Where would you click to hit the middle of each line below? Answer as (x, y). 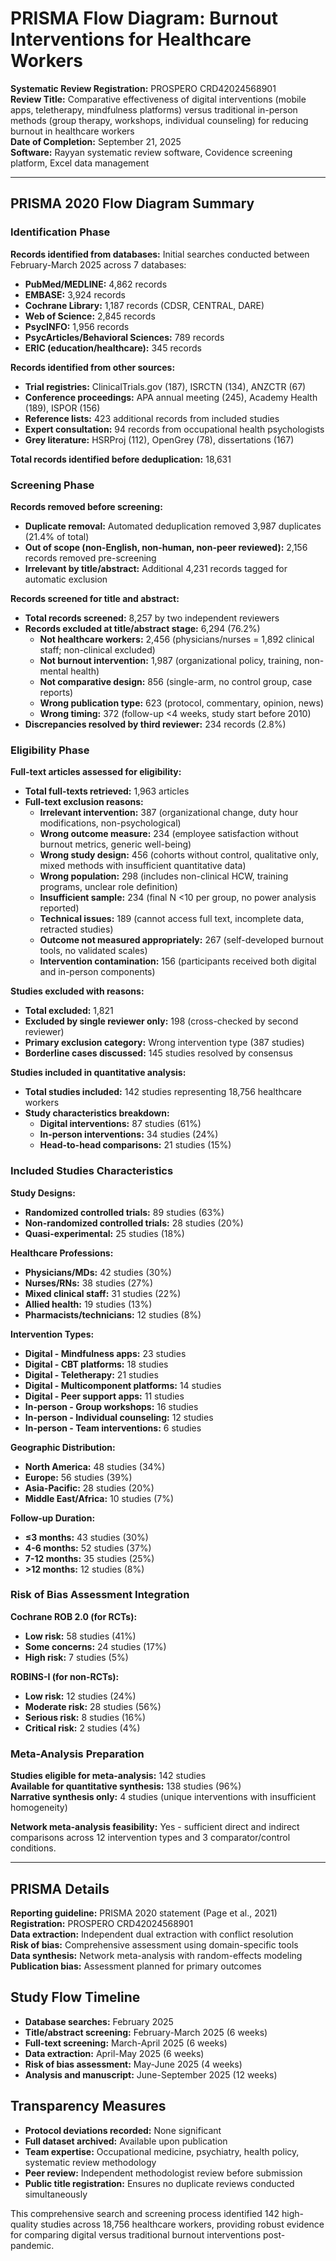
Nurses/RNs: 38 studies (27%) (89, 1283)
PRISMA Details (60, 1888)
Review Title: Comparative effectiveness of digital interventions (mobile (158, 99)
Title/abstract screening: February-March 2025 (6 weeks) (146, 2032)
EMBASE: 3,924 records (75, 294)
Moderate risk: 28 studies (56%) (93, 1706)
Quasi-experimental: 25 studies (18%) (104, 1233)
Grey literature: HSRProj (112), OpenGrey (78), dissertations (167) (159, 439)
